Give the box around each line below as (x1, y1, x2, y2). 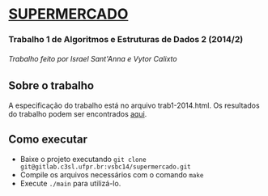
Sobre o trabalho (8, 79, 95, 93)
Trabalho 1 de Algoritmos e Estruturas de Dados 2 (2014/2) (8, 34, 244, 45)
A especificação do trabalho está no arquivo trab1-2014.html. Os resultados (8, 100, 261, 110)
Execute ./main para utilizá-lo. (19, 178, 121, 188)
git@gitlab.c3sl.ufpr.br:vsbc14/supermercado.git (19, 163, 192, 171)
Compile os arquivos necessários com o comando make (19, 169, 204, 179)
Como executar (8, 133, 87, 147)
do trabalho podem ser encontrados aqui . (8, 109, 147, 118)
